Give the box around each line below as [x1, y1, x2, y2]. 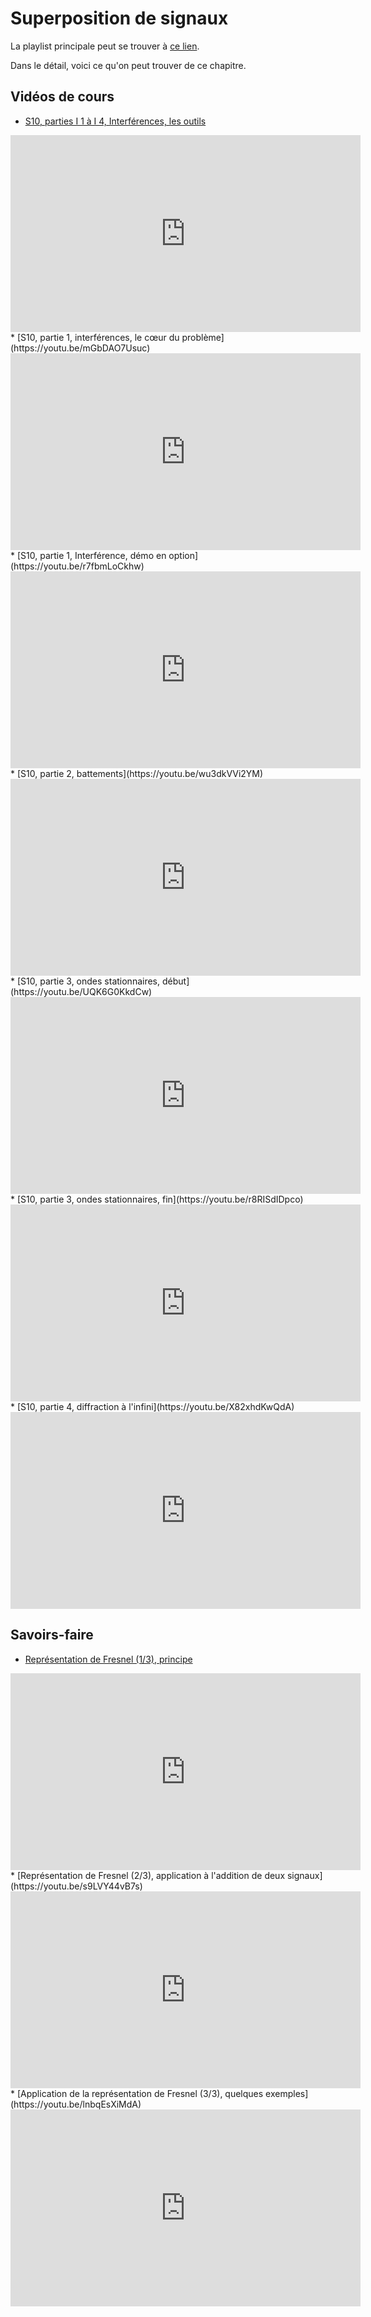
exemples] [265, 2087, 309, 2099]
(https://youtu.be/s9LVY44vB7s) [10, 1880, 143, 1892]
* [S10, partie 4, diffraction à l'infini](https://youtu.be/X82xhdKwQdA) [10, 1400, 295, 1412]
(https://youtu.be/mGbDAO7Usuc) [10, 342, 151, 354]
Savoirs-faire [10, 1627, 94, 1644]
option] [168, 549, 199, 561]
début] [161, 975, 190, 987]
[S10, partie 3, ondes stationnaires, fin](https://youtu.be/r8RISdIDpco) [16, 1193, 304, 1205]
